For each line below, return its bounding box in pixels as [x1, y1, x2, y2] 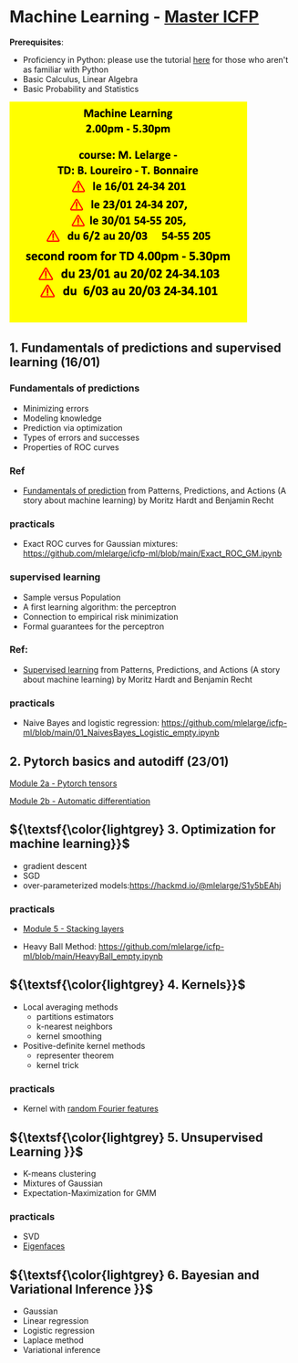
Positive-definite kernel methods [22, 1040, 146, 1051]
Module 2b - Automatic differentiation [9, 795, 151, 806]
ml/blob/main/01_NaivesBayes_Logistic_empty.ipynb [22, 728, 221, 739]
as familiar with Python [22, 64, 109, 75]
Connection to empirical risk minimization [22, 611, 179, 622]
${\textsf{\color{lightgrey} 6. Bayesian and [9, 1267, 260, 1283]
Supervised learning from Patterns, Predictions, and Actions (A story [22, 664, 281, 675]
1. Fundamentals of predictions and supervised [9, 341, 282, 356]
